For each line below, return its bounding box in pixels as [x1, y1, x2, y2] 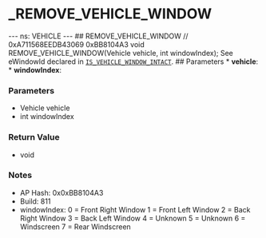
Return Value [8, 132, 60, 143]
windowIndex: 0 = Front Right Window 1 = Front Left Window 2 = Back [19, 204, 251, 214]
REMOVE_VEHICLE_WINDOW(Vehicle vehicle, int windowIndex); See [8, 48, 234, 58]
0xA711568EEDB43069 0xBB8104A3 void [8, 39, 145, 49]
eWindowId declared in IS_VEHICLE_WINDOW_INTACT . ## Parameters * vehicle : [8, 57, 259, 66]
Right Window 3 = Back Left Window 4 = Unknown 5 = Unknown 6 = [19, 213, 246, 223]
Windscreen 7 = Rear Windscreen [19, 221, 132, 232]
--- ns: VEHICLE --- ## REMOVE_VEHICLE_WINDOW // [8, 31, 189, 41]
